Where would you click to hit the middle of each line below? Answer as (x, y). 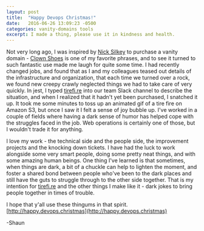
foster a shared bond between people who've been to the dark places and (99, 173)
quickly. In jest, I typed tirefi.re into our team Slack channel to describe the (99, 91)
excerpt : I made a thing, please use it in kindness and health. (90, 35)
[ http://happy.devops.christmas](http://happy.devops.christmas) (87, 211)
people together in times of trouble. (51, 193)
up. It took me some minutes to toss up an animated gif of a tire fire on (94, 103)
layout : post (23, 12)
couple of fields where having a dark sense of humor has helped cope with (100, 117)
